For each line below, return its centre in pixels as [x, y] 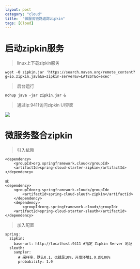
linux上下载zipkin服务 [38, 63]
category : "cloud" [23, 14]
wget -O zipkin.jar [25, 72]
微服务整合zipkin [39, 135]
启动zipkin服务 [35, 49]
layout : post [18, 9]
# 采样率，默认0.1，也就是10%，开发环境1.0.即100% [64, 258]
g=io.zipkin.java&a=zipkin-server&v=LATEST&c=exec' [58, 77]
